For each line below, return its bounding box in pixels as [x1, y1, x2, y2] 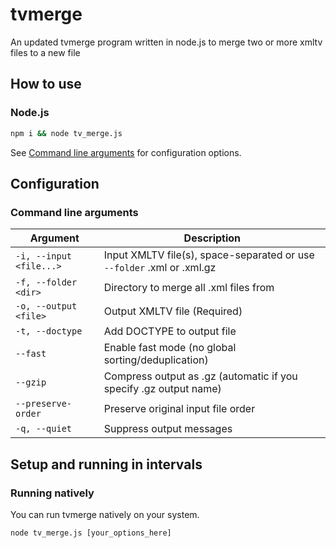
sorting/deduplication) [103, 353, 209, 367]
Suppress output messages [103, 422, 233, 436]
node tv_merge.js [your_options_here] [10, 528, 172, 538]
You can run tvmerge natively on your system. [10, 508, 200, 520]
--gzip [15, 377, 47, 388]
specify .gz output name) [103, 382, 222, 396]
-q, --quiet [15, 423, 73, 435]
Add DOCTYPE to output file [103, 324, 237, 338]
